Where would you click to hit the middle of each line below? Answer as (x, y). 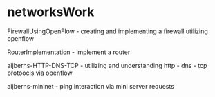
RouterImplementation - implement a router (69, 52)
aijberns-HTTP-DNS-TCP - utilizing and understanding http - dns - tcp (107, 65)
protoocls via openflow (40, 73)
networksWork (51, 12)
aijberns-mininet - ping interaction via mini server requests (91, 86)
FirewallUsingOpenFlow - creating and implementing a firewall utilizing (108, 31)
